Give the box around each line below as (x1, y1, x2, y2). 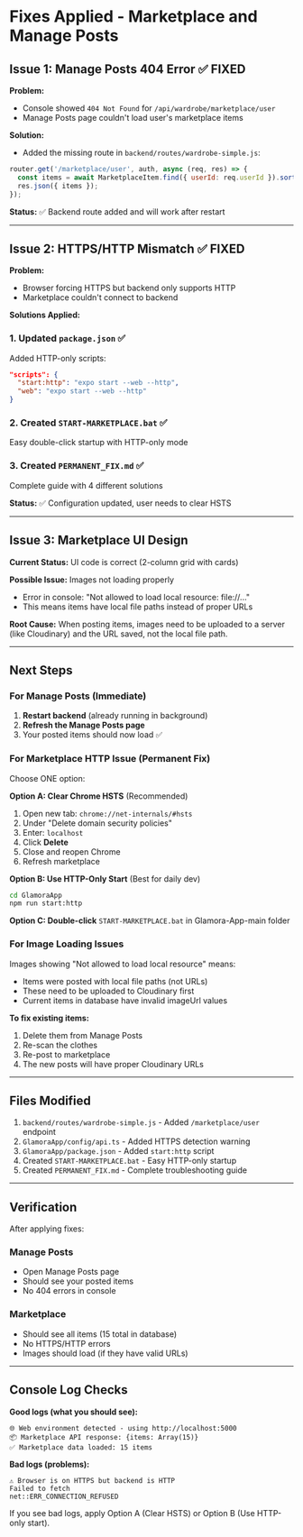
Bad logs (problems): (9, 1459, 90, 1469)
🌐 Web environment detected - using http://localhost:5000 (9, 1423, 237, 1432)
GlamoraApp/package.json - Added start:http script (22, 1146, 215, 1157)
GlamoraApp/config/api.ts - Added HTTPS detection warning (22, 1136, 251, 1147)
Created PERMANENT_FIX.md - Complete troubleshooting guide (22, 1165, 248, 1176)
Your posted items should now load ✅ (22, 729, 163, 740)
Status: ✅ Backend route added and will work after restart (9, 206, 225, 217)
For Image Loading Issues (9, 938, 124, 950)
